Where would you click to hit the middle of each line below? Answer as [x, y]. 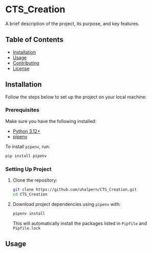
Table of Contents [35, 40]
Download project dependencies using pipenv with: [67, 204]
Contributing [26, 63]
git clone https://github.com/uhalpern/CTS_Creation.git [75, 190]
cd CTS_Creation [30, 194]
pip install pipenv [26, 156]
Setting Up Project [28, 169]
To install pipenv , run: [28, 146]
